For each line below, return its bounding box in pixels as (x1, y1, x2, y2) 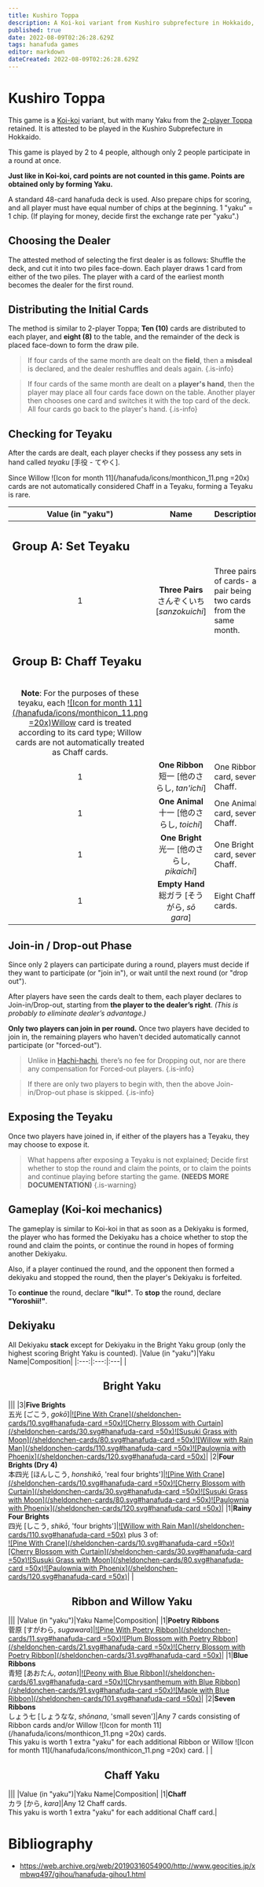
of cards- (214, 575, 250, 586)
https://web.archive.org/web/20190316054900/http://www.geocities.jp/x (19, 1861, 256, 1870)
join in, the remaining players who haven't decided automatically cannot (8, 1032, 241, 1042)
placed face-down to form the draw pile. (8, 340, 139, 350)
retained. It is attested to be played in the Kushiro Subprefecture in (8, 124, 223, 133)
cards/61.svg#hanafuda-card (8, 1678, 103, 1687)
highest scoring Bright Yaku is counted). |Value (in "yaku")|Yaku (8, 1348, 215, 1358)
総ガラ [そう (158, 890, 204, 901)
